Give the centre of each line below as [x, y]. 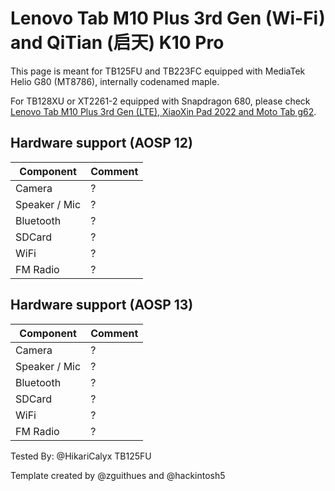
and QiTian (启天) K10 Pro [117, 43]
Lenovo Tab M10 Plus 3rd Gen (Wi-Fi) [168, 18]
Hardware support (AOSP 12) [101, 143]
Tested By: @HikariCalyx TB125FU [81, 456]
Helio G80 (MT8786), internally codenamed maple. [115, 81]
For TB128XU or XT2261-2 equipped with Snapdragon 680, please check [160, 101]
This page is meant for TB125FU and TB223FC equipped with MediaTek [158, 71]
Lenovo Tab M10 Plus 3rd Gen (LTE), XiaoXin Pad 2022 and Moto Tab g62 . [163, 111]
